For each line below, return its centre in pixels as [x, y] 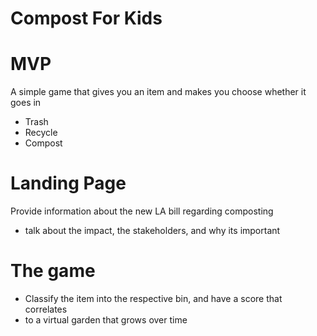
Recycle [41, 133]
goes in [26, 103]
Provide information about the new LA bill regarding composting [142, 211]
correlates [46, 309]
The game [53, 271]
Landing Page [68, 183]
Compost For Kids [86, 18]
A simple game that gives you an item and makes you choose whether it [158, 92]
